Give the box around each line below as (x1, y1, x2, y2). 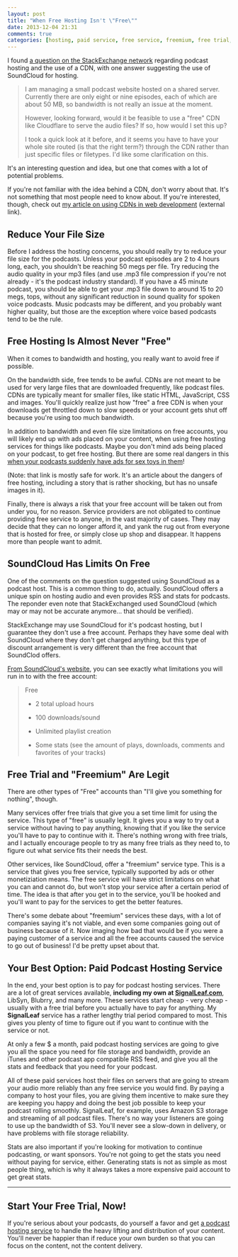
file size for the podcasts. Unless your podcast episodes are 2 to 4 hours (7, 255, 220, 263)
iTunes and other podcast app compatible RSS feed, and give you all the (7, 1055, 218, 1063)
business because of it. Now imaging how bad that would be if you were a (7, 927, 223, 935)
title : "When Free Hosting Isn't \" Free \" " (7, 17, 138, 24)
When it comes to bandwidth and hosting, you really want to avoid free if (7, 354, 220, 362)
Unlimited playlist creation (35, 727, 111, 735)
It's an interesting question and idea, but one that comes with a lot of (7, 164, 208, 172)
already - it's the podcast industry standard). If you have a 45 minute (7, 277, 208, 286)
